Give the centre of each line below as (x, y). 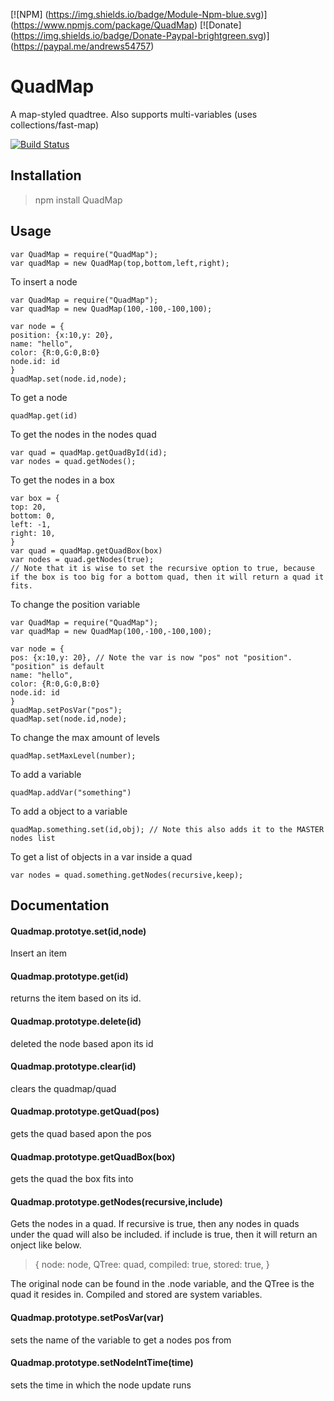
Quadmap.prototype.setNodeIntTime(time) (102, 1363)
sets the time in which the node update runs (101, 1385)
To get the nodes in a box (62, 480)
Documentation (60, 905)
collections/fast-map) (55, 125)
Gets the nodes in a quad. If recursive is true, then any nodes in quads (155, 1224)
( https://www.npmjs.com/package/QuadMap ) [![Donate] (126, 25)
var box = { (35, 498)
